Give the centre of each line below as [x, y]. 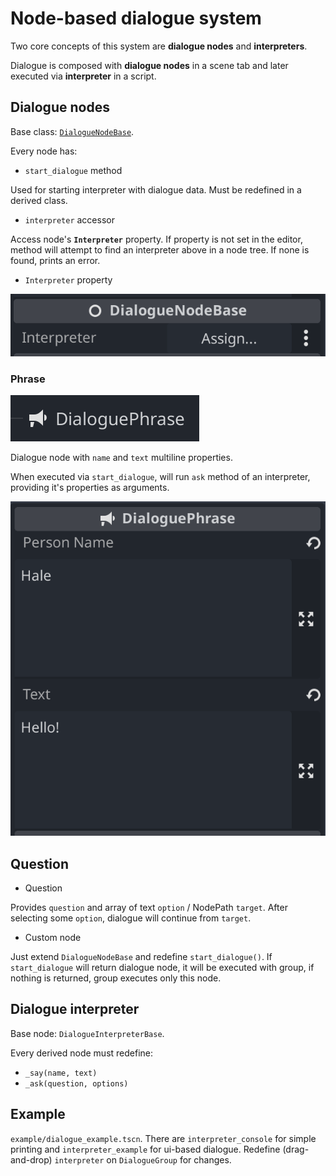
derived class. [39, 200]
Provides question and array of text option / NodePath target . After [149, 908]
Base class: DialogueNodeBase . [72, 131]
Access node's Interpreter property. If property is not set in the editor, [156, 239]
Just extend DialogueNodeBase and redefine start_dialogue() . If [141, 957]
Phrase [28, 379]
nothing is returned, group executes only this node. [116, 978]
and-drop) [31, 1159]
